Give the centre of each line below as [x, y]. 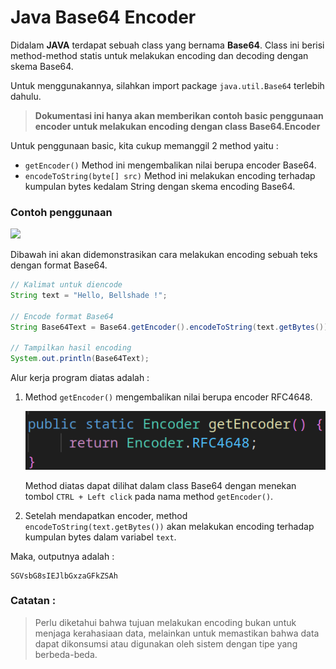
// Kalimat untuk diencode [66, 285]
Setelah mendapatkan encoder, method [106, 515]
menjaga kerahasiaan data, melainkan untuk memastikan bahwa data [177, 633]
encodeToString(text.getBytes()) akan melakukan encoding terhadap [169, 526]
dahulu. [26, 96]
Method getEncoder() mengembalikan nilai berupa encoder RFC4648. [168, 397]
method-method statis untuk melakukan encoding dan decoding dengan [159, 55]
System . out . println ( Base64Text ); [80, 359]
